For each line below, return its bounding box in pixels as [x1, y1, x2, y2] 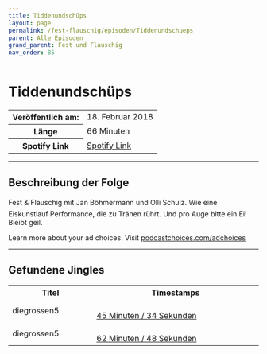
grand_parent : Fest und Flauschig [8, 41, 123, 49]
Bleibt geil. [8, 217, 43, 227]
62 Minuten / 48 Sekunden [96, 333, 197, 344]
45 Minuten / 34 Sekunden [96, 309, 197, 321]
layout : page [8, 19, 52, 27]
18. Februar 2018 [87, 111, 153, 123]
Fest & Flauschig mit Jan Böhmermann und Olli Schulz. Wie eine [8, 197, 218, 207]
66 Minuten [87, 125, 130, 136]
